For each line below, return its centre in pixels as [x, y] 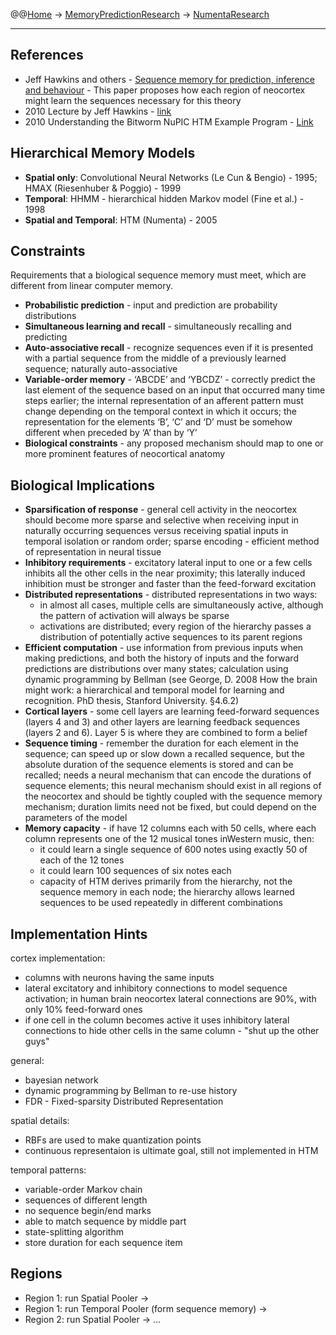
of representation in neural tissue [93, 552]
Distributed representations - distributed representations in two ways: [171, 595]
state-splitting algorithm [74, 1232]
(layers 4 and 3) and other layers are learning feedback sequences [162, 722]
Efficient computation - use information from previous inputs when [164, 648]
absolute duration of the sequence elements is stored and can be [159, 765]
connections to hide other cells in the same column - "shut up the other [172, 1031]
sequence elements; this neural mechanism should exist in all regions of [173, 786]
